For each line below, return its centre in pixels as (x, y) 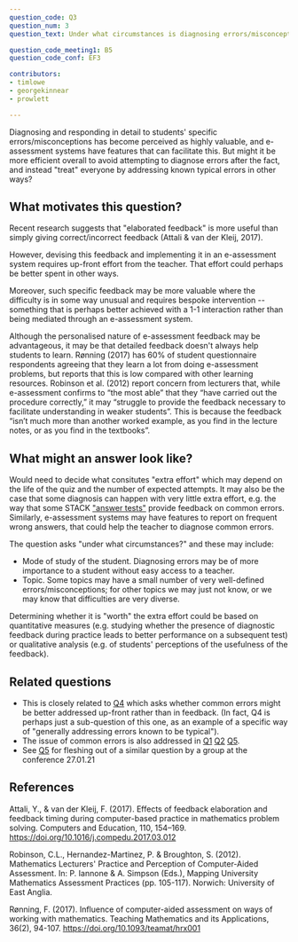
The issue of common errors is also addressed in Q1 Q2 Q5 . (131, 741)
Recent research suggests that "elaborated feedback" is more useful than (144, 228)
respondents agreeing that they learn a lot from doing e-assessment (134, 365)
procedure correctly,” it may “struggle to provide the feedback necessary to (148, 402)
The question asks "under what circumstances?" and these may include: (142, 544)
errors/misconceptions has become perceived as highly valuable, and (137, 141)
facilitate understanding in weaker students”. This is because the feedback (145, 412)
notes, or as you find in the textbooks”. (80, 430)
